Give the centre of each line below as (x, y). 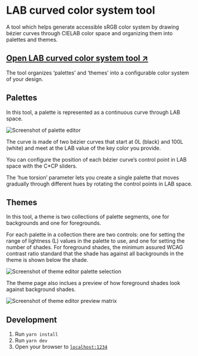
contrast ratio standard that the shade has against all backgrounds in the (95, 253)
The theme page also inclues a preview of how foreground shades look (93, 283)
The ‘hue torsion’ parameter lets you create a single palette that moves (93, 177)
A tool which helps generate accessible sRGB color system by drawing (93, 27)
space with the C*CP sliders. (42, 166)
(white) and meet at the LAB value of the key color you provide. (84, 148)
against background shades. (41, 289)
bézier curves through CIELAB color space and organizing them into (89, 33)
